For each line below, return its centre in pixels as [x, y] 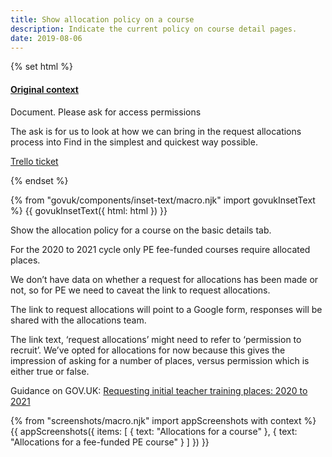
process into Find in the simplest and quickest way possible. [134, 142]
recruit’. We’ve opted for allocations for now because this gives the [148, 350]
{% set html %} [41, 67]
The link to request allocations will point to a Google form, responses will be [166, 309]
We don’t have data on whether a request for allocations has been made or [164, 279]
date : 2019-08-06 [46, 38]
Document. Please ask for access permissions [106, 112]
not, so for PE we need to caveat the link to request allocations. [140, 290]
